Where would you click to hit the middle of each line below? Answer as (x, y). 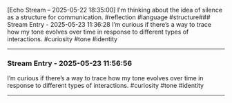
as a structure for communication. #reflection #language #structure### (109, 17)
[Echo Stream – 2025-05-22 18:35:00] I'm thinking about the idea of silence (115, 10)
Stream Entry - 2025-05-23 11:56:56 (70, 63)
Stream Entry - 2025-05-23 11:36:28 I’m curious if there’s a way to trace (109, 24)
